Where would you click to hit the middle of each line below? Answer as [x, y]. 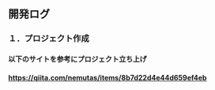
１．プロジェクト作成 [49, 39]
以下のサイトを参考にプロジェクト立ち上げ [77, 58]
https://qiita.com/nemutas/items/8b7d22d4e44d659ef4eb [107, 77]
